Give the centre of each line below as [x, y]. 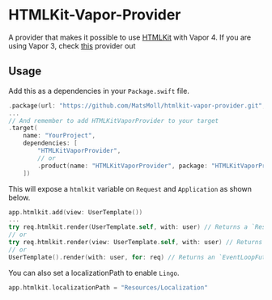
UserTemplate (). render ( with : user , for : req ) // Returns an [112, 257]
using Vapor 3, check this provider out [72, 45]
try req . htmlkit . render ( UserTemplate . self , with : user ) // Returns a [128, 227]
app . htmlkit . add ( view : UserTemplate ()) [76, 212]
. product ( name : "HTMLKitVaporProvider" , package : [123, 166]
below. [19, 197]
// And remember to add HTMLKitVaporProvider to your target [114, 120]
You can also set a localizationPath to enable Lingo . [94, 273]
